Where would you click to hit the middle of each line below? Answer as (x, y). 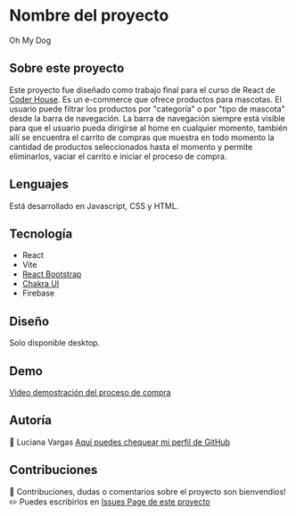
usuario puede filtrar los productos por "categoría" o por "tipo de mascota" (147, 109)
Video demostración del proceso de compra (90, 392)
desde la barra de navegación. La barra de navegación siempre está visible (147, 118)
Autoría (30, 420)
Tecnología (41, 233)
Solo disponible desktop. (55, 343)
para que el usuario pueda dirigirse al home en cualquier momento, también (148, 128)
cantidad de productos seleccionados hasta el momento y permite (131, 146)
